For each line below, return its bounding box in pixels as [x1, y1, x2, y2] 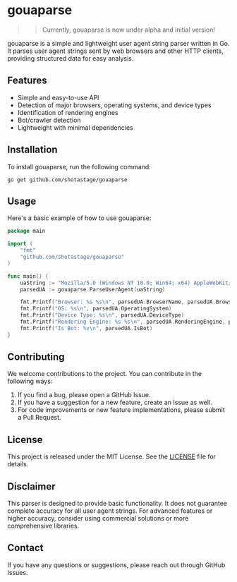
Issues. [7, 568, 28, 576]
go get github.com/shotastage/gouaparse [7, 176, 128, 183]
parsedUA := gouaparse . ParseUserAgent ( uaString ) [20, 286, 166, 293]
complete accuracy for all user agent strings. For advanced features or [7, 507, 213, 515]
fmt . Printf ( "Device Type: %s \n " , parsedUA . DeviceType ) [20, 312, 185, 319]
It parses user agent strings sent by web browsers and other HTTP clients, [7, 47, 224, 55]
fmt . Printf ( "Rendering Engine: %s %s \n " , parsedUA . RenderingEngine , [20, 318, 226, 325]
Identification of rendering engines [17, 108, 119, 116]
